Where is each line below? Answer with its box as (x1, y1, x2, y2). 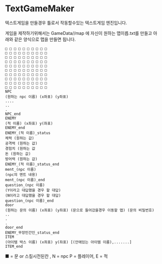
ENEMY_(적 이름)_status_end (5, 161, 59, 167)
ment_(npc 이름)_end (5, 177, 45, 182)
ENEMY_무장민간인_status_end (5, 230, 60, 235)
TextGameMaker (5, 3, 75, 14)
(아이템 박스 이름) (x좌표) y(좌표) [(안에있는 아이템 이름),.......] (5, 239, 132, 244)
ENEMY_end (5, 125, 26, 130)
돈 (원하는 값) (5, 151, 31, 156)
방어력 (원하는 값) (5, 157, 38, 161)
